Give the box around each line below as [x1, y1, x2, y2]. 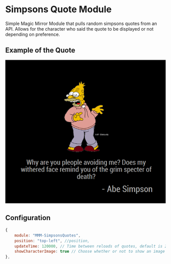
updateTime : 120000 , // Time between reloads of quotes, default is [14, 244, 163, 249]
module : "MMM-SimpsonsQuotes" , [14, 233, 81, 238]
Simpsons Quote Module [5, 4, 112, 15]
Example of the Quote [5, 46, 75, 55]
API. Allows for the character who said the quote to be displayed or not [5, 25, 154, 32]
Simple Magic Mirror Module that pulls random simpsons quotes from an [5, 20, 157, 27]
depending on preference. [5, 31, 60, 37]
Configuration [5, 213, 51, 222]
